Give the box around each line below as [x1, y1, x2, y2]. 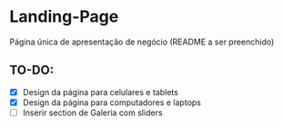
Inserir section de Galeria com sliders [22, 107, 163, 118]
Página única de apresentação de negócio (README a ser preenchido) [9, 36, 275, 47]
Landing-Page [9, 6, 119, 27]
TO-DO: [9, 63, 55, 78]
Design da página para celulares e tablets [22, 86, 179, 97]
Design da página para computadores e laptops [22, 97, 202, 108]
